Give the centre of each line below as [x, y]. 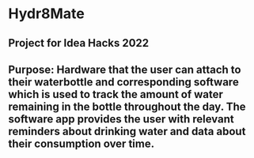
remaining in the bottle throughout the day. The [127, 106]
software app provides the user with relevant [121, 119]
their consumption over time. [82, 143]
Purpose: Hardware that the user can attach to [125, 69]
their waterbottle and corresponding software [123, 82]
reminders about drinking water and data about [127, 131]
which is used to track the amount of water [116, 94]
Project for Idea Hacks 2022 [79, 43]
